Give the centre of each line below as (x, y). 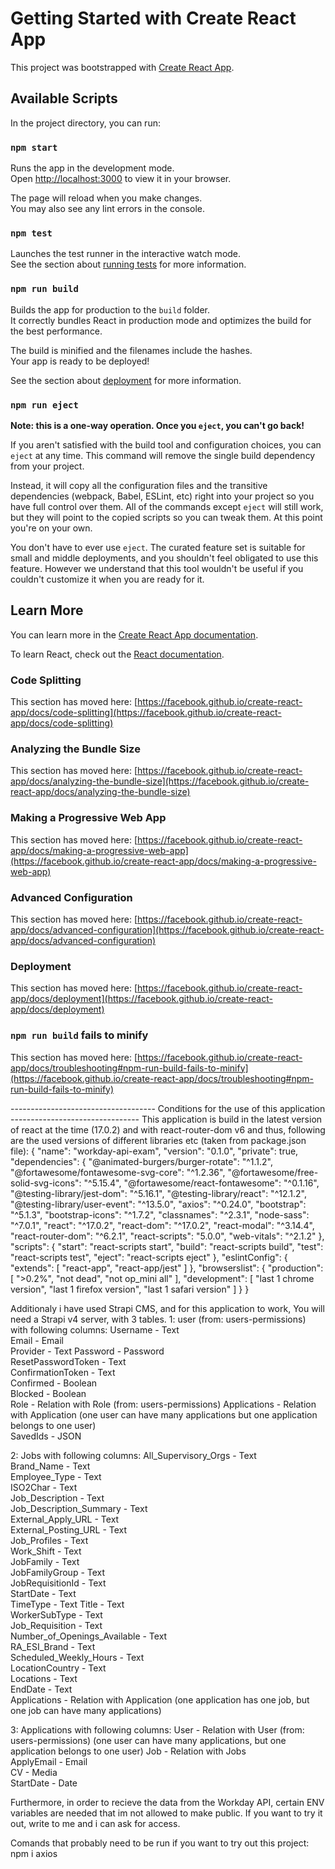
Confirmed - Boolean (54, 1383)
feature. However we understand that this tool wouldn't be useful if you (157, 568)
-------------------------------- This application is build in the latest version (166, 1119)
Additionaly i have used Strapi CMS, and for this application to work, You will (167, 1308)
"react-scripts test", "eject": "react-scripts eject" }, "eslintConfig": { (149, 1257)
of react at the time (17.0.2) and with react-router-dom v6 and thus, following (168, 1129)
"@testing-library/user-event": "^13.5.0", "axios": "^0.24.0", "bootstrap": (158, 1204)
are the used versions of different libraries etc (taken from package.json (158, 1140)
